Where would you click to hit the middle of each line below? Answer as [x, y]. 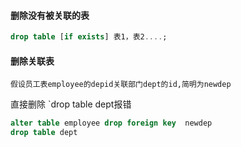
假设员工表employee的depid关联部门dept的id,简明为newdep [121, 85]
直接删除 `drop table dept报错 [71, 104]
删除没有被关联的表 [50, 15]
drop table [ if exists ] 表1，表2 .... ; [89, 37]
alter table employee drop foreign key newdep [111, 123]
